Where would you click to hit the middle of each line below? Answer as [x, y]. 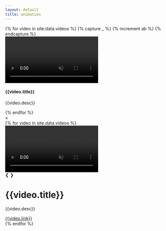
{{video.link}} [19, 218]
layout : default [22, 10]
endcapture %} [21, 34]
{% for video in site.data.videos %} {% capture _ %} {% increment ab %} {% [83, 28]
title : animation [23, 14]
